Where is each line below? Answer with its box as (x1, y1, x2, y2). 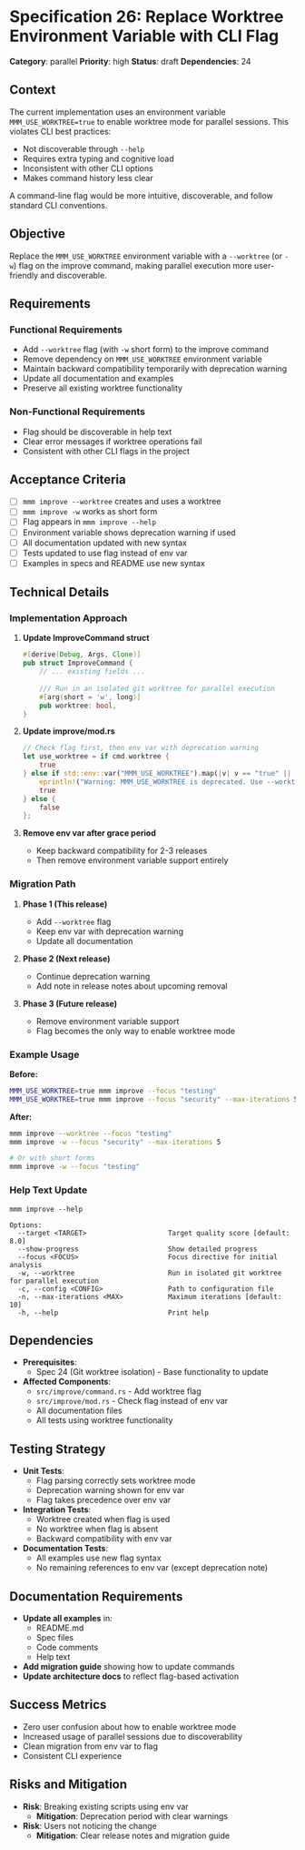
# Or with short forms (9, 1154, 95, 1163)
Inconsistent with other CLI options (22, 162, 154, 174)
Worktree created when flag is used (35, 1514, 171, 1525)
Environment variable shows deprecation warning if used (22, 526, 236, 538)
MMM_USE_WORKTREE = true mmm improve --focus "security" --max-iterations (9, 1094, 290, 1103)
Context (9, 82, 56, 97)
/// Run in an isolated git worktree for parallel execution (39, 684, 275, 693)
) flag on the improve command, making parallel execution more (13, 259, 252, 270)
